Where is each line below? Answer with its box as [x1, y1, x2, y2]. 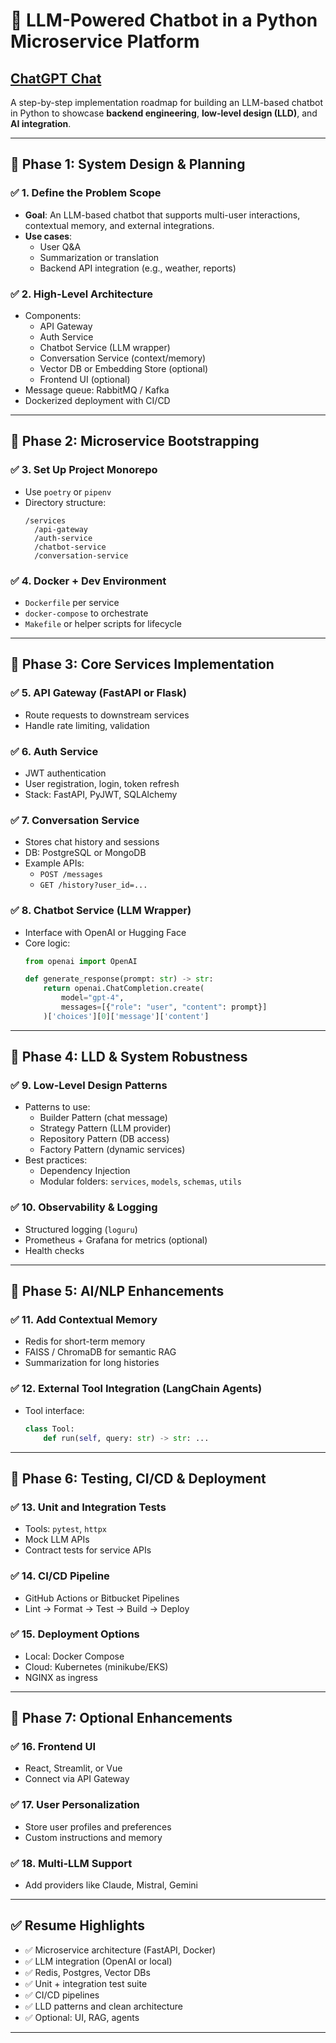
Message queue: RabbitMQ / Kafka [24, 384, 170, 396]
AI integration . [10, 118, 72, 129]
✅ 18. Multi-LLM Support [10, 1856, 133, 1870]
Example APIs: [24, 857, 85, 869]
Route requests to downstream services [24, 709, 190, 721]
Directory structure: [24, 496, 107, 508]
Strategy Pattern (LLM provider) [39, 1122, 172, 1134]
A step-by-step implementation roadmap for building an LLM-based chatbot [10, 97, 324, 108]
